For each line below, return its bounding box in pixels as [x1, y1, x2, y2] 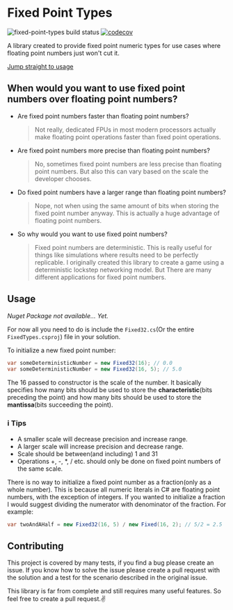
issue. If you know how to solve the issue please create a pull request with [7, 566, 220, 574]
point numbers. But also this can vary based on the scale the [34, 167, 209, 175]
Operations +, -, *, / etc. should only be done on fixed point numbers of [17, 457, 221, 465]
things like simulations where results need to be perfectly [34, 251, 199, 259]
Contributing [7, 540, 64, 552]
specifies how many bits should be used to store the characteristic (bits [7, 386, 213, 394]
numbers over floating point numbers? [7, 93, 178, 105]
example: [7, 507, 33, 516]
